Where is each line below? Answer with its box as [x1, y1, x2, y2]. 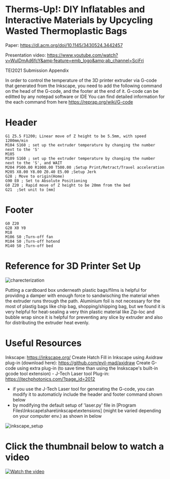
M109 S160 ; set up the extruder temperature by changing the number [5, 156, 156, 161]
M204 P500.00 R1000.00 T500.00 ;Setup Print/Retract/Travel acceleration [5, 165, 165, 170]
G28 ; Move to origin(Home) [5, 173, 65, 179]
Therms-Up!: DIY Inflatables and [5, 4, 146, 15]
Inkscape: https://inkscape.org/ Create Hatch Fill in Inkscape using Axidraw [5, 354, 163, 360]
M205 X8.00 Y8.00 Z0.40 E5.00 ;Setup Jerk [5, 169, 96, 174]
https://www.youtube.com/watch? [47, 52, 118, 58]
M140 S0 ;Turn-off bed [5, 243, 53, 248]
